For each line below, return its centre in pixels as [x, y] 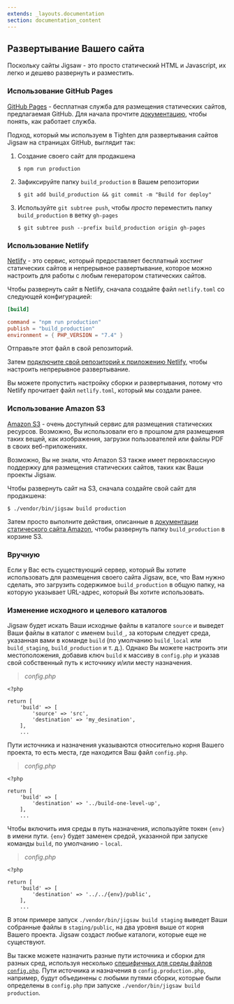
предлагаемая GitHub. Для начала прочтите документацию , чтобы [107, 114]
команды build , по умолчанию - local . [65, 844]
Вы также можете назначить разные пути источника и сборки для [106, 956]
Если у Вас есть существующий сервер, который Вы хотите [97, 570]
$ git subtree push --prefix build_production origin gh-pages [111, 228]
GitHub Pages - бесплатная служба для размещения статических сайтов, [117, 106]
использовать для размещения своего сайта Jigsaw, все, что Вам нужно [116, 577]
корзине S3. [25, 536]
